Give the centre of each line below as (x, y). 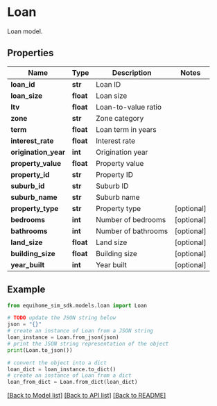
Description (132, 72)
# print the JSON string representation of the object (88, 344)
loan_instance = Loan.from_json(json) (63, 337)
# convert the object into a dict (57, 363)
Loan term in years (127, 129)
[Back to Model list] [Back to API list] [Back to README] (87, 396)
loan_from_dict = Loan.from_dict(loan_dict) (72, 382)
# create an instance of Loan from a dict (69, 375)
